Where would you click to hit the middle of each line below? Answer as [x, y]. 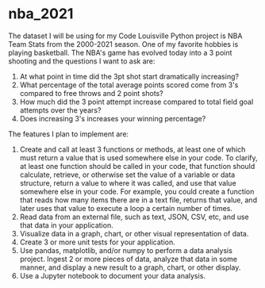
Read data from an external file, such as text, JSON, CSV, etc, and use [134, 217]
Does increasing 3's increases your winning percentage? [113, 118]
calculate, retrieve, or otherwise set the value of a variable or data [127, 175]
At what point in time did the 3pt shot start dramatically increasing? [129, 76]
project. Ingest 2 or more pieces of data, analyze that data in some [129, 259]
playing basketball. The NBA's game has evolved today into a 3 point [120, 52]
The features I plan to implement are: [69, 134]
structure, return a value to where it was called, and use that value [128, 182]
